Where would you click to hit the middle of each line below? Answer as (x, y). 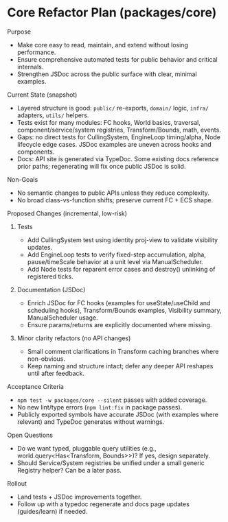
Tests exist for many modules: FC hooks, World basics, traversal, (109, 122)
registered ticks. (50, 276)
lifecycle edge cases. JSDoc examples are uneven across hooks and (114, 144)
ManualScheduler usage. (62, 318)
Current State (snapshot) (42, 95)
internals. (30, 67)
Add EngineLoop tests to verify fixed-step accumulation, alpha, (116, 254)
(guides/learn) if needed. (52, 511)
